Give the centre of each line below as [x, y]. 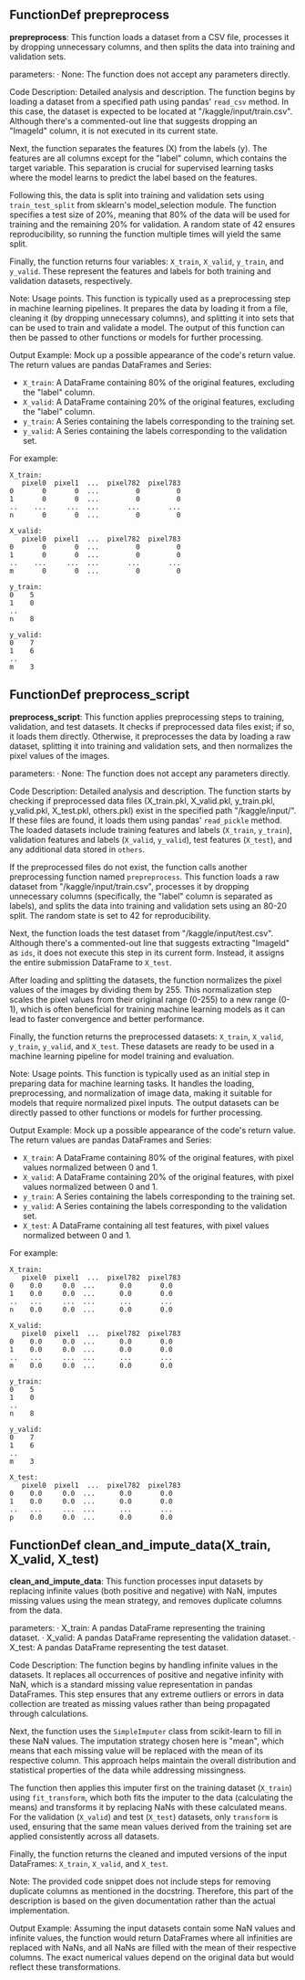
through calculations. [49, 1714]
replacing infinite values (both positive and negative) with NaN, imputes [143, 1591]
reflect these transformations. [65, 1967]
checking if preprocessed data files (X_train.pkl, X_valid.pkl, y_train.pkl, [142, 800]
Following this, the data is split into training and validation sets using [137, 195]
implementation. [40, 1911]
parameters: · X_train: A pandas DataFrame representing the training [137, 1628]
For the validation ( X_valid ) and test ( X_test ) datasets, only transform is [144, 1817]
